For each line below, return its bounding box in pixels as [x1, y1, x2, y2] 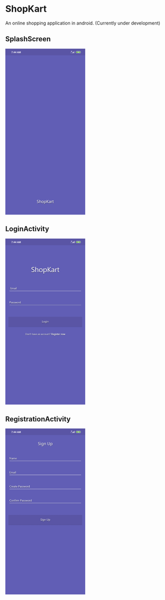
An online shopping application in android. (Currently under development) [5, 20, 160, 26]
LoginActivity [5, 225, 50, 233]
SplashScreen [5, 35, 51, 43]
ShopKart [5, 3, 47, 15]
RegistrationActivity [5, 415, 71, 423]
